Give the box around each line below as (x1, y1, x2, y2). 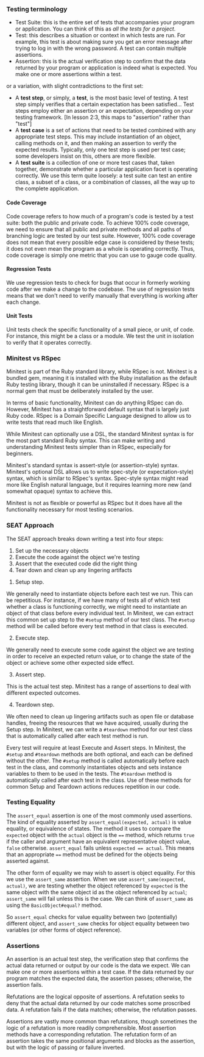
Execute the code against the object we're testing (15, 553, 140, 561)
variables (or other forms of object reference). (6, 926, 122, 933)
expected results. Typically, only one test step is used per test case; (15, 146, 186, 154)
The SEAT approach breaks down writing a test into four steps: (6, 535, 164, 542)
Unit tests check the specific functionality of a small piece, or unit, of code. (6, 326, 195, 333)
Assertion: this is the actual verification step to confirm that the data (15, 57, 186, 65)
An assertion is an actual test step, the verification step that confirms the (6, 955, 189, 962)
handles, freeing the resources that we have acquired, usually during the (6, 719, 189, 726)
